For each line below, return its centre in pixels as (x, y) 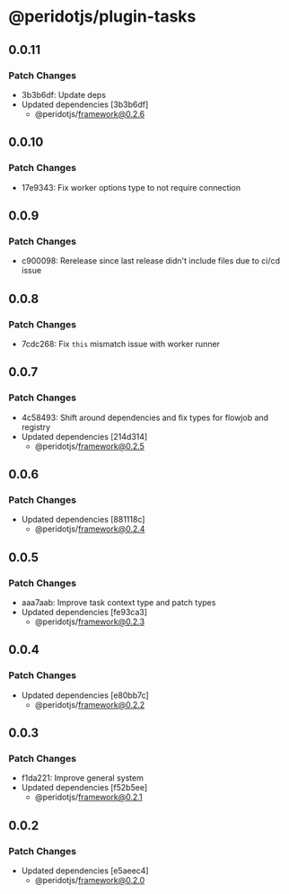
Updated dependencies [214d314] (84, 436)
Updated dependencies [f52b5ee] (84, 788)
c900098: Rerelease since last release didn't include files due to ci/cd (150, 261)
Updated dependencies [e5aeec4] (85, 871)
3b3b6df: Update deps (64, 94)
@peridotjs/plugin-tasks (102, 17)
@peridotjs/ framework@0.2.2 (90, 704)
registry (36, 427)
